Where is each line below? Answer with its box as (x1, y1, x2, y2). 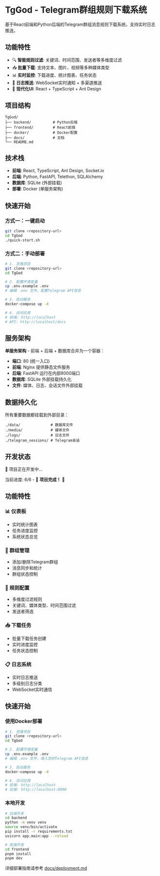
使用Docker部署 (5, 718, 43, 725)
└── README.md (5, 140, 34, 144)
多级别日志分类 (12, 680, 42, 686)
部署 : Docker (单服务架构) (12, 186, 64, 192)
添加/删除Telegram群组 (12, 559, 58, 565)
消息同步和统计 (12, 565, 42, 571)
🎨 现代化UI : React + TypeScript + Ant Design (12, 86, 101, 91)
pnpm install (5, 851, 32, 856)
